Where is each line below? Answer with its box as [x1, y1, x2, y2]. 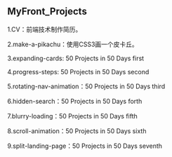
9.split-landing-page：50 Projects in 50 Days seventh [7, 142, 163, 150]
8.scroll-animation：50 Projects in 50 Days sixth [7, 126, 147, 135]
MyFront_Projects [7, 6, 88, 18]
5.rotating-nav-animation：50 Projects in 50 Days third [7, 82, 166, 90]
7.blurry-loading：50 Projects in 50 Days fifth [7, 111, 138, 120]
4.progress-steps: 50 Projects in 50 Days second [7, 67, 150, 76]
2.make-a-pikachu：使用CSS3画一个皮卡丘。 [7, 40, 138, 48]
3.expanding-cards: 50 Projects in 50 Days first [7, 54, 145, 62]
